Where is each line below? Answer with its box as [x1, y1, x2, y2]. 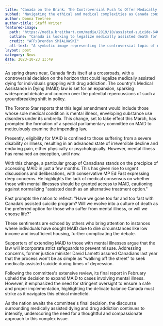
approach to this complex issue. [5, 316, 69, 322]
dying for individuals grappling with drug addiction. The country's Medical [5, 81, 153, 86]
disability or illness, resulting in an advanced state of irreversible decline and [5, 140, 158, 146]
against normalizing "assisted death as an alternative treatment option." [5, 186, 148, 192]
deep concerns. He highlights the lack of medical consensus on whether [5, 176, 150, 182]
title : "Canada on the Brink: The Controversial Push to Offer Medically [5, 7, 158, 12]
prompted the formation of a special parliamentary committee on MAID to [5, 121, 152, 127]
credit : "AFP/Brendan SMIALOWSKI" [9, 39, 79, 44]
